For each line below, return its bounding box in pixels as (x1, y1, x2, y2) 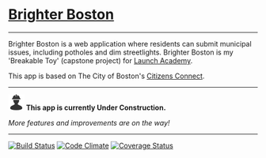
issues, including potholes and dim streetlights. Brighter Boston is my (8, 47, 234, 57)
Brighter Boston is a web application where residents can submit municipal (8, 39, 252, 48)
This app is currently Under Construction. (25, 103, 166, 112)
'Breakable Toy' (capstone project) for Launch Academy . (8, 55, 193, 65)
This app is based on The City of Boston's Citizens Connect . (8, 71, 205, 81)
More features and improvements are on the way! (8, 118, 170, 127)
